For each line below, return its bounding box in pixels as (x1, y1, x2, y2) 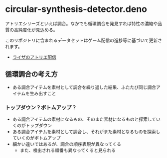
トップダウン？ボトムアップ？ (5, 104, 77, 111)
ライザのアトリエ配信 (12, 54, 56, 60)
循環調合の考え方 (5, 70, 58, 79)
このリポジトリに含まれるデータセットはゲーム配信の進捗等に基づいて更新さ (5, 37, 163, 43)
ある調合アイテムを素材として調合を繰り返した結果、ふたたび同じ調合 (12, 84, 156, 90)
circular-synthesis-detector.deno (5, 3, 148, 15)
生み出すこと (29, 90, 56, 96)
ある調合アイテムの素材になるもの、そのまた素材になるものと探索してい (12, 116, 161, 122)
